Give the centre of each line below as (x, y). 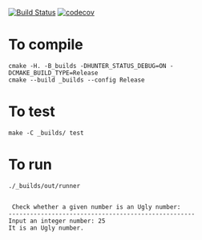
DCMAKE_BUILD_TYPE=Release (53, 73)
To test (32, 112)
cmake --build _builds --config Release (77, 80)
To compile (46, 45)
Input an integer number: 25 (57, 221)
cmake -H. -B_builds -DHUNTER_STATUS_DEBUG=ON (87, 66)
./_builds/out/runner (44, 186)
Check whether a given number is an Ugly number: (96, 207)
